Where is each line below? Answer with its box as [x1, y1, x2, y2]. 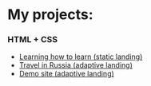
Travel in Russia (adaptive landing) [18, 61, 133, 70]
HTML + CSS [7, 34, 58, 45]
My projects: [7, 6, 93, 24]
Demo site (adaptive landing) [18, 69, 115, 79]
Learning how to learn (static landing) [18, 52, 143, 61]
